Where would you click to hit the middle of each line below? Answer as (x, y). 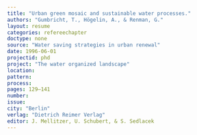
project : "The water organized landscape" (68, 64)
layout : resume (29, 26)
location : (21, 70)
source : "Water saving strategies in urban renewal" (84, 45)
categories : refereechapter (47, 32)
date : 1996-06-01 (32, 52)
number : (18, 96)
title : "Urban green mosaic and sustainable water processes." (99, 13)
